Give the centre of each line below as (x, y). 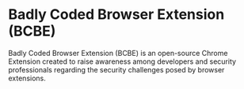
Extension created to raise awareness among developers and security (122, 61)
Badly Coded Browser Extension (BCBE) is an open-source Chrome (118, 53)
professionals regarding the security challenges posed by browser (116, 69)
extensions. (27, 78)
